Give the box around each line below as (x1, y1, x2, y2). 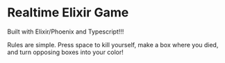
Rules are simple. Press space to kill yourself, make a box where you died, (7, 40, 219, 49)
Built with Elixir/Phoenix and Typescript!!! (7, 27, 124, 36)
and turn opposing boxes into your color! (7, 48, 124, 56)
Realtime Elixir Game (7, 5, 129, 21)
